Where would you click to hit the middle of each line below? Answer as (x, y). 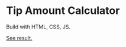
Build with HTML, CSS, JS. (38, 27)
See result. (19, 38)
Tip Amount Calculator (63, 11)
